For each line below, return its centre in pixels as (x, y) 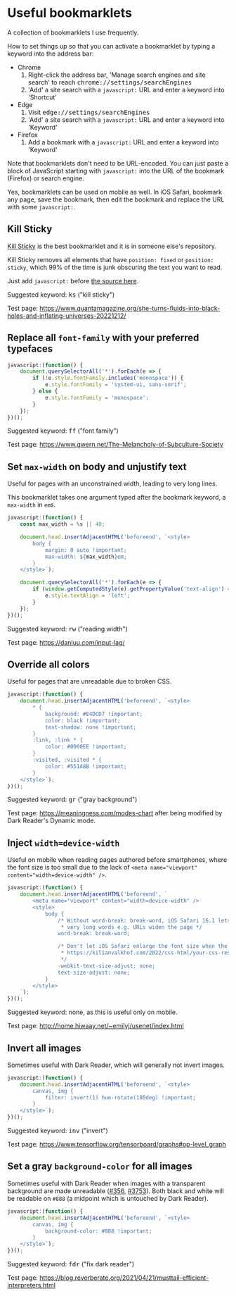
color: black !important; (83, 720)
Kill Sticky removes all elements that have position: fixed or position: (111, 259)
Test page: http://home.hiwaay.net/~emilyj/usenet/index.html (96, 1026)
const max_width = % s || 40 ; (63, 524)
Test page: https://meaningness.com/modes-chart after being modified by (115, 813)
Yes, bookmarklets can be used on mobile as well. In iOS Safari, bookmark (115, 192)
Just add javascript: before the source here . (73, 280)
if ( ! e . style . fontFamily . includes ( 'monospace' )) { (108, 378)
